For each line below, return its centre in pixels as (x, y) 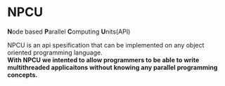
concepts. (22, 75)
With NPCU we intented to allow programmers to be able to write (103, 59)
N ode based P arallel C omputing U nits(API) (69, 31)
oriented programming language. (55, 52)
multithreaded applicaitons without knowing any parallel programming (112, 67)
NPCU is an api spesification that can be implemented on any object (106, 45)
